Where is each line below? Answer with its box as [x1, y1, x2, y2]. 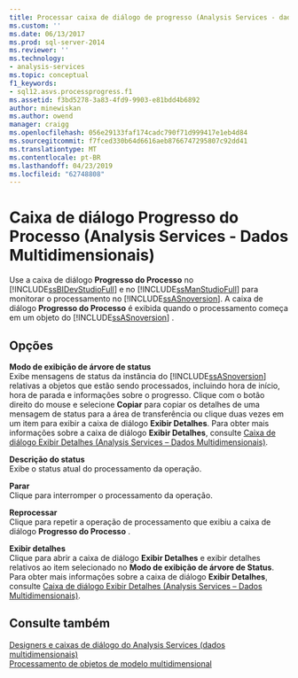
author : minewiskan [9, 104, 82, 113]
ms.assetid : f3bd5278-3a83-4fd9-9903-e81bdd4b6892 [9, 95, 200, 105]
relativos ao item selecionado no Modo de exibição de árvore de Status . [9, 562, 275, 573]
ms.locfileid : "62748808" [9, 169, 105, 178]
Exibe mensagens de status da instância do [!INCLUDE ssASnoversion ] [9, 371, 267, 381]
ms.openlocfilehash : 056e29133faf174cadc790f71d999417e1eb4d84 [9, 129, 248, 137]
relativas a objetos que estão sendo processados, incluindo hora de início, [9, 380, 281, 391]
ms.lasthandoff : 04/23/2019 [9, 161, 114, 170]
